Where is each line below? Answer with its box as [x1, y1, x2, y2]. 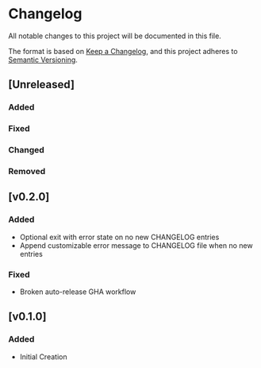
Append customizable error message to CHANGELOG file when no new [19, 240, 253, 250]
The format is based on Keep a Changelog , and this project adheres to [8, 46, 238, 56]
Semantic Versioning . [8, 55, 78, 64]
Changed [8, 145, 45, 156]
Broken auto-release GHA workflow [19, 287, 136, 296]
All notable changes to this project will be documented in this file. [8, 31, 222, 41]
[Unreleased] [8, 78, 75, 91]
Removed [8, 166, 46, 177]
